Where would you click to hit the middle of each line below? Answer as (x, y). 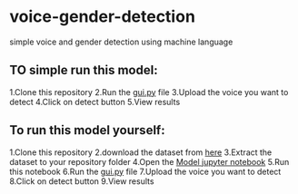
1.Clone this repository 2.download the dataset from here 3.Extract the (141, 152)
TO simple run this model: (84, 70)
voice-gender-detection (102, 17)
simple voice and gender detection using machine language (121, 42)
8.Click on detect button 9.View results (82, 181)
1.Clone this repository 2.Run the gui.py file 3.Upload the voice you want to (149, 92)
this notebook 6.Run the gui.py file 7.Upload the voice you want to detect (145, 171)
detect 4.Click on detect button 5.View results (95, 102)
